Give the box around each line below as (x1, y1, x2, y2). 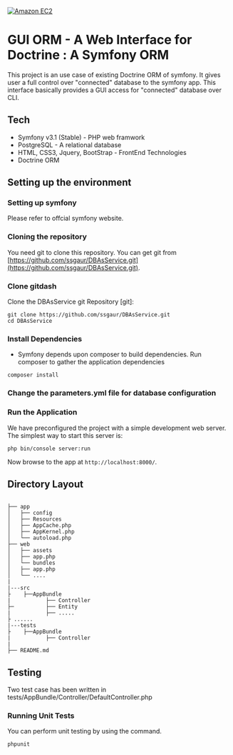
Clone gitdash (7, 281, 57, 291)
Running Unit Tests (7, 711, 75, 721)
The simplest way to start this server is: (7, 431, 123, 439)
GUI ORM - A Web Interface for (7, 32, 192, 48)
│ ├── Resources (7, 516, 62, 523)
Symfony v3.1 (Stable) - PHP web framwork (17, 133, 145, 141)
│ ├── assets (7, 547, 53, 554)
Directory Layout (7, 478, 84, 490)
